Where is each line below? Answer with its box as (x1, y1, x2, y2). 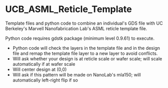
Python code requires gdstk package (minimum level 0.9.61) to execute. (5, 35, 155, 41)
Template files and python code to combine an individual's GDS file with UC (5, 20, 163, 26)
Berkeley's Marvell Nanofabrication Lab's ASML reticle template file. (5, 25, 148, 31)
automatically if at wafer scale (12, 61, 75, 67)
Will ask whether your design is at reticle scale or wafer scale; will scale (12, 55, 162, 61)
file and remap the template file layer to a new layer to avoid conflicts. (12, 50, 158, 56)
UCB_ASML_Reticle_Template (5, 4, 133, 15)
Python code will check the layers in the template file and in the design (12, 45, 160, 51)
